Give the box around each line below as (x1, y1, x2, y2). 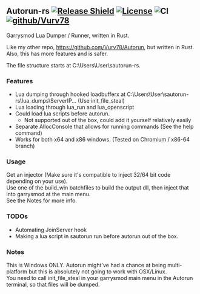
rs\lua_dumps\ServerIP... (15, 97, 77, 104)
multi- (167, 262, 182, 268)
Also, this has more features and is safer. (6, 50, 108, 57)
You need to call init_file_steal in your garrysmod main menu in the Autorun (6, 275, 193, 281)
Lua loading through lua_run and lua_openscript (15, 104, 135, 111)
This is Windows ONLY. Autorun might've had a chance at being (6, 262, 167, 268)
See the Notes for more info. (6, 197, 78, 204)
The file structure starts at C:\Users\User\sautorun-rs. (6, 61, 141, 69)
